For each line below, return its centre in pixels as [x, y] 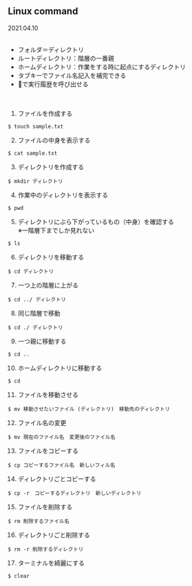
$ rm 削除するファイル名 [39, 521]
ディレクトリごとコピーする [57, 478]
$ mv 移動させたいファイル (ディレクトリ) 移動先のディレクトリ [89, 409]
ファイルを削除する [45, 507]
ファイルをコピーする [48, 451]
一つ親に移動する [42, 341]
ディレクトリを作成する [51, 167]
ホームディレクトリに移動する [60, 368]
